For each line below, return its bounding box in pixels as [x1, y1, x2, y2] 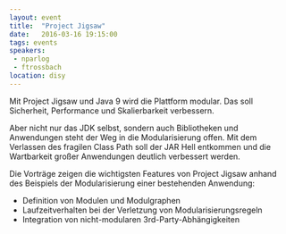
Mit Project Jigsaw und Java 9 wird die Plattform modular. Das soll [9, 96, 253, 106]
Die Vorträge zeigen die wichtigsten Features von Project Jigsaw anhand [9, 168, 277, 179]
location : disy [9, 71, 66, 80]
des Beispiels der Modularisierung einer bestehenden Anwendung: [9, 178, 256, 188]
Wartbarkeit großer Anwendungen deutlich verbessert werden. [9, 151, 241, 162]
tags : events [9, 38, 58, 47]
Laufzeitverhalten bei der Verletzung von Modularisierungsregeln [21, 205, 263, 215]
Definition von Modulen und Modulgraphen [21, 195, 181, 205]
